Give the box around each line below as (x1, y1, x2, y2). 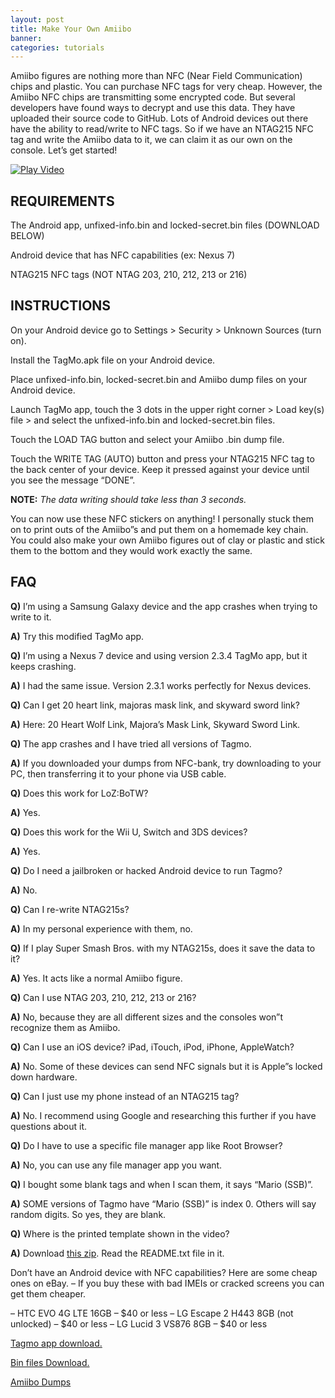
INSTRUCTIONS (10, 297, 112, 315)
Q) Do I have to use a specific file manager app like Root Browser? (10, 1139, 283, 1151)
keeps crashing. (10, 660, 77, 672)
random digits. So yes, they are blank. (10, 1208, 167, 1220)
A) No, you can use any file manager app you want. (10, 1159, 223, 1171)
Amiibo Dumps (10, 1376, 72, 1388)
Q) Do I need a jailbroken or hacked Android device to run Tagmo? (10, 864, 283, 876)
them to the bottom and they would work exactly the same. (10, 544, 253, 556)
